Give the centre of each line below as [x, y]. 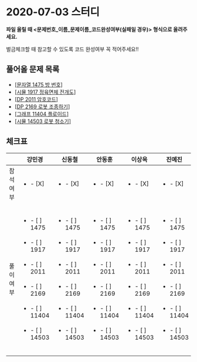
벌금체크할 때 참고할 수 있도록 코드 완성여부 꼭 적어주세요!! [72, 49]
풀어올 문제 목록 [33, 69]
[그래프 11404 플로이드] [42, 114]
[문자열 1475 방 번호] [38, 84]
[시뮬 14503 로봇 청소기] [43, 121]
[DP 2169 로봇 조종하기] [42, 107]
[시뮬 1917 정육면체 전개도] [45, 92]
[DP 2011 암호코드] [36, 99]
